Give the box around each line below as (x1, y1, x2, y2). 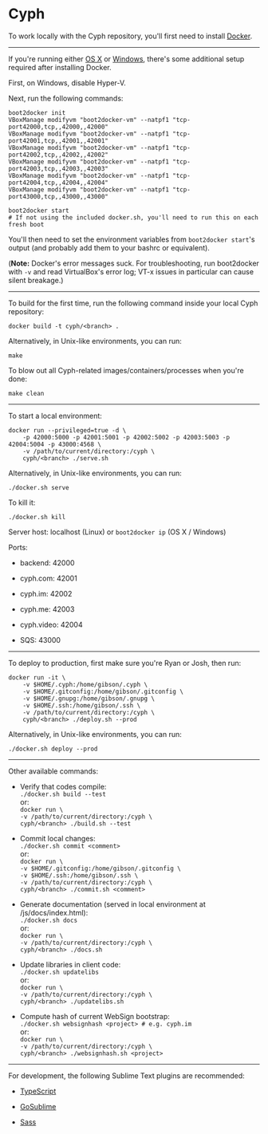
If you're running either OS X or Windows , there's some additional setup (8, 53, 245, 64)
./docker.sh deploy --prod (8, 745, 98, 753)
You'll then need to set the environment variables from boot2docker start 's (8, 234, 255, 244)
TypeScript (19, 1086, 57, 1096)
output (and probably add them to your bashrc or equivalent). (8, 242, 210, 252)
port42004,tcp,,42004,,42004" (8, 179, 109, 187)
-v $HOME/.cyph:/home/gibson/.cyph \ (22, 680, 148, 688)
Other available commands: (8, 766, 99, 776)
